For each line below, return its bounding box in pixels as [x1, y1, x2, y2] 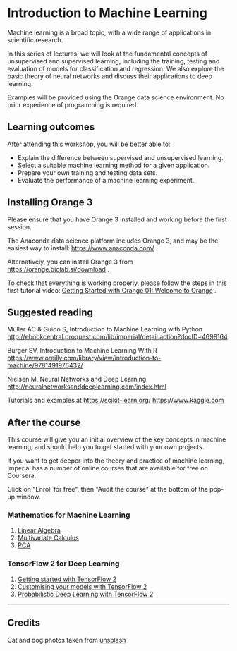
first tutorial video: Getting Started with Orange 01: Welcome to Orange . [7, 286, 217, 294]
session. [7, 222, 32, 231]
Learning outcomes [7, 121, 95, 133]
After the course [7, 416, 81, 428]
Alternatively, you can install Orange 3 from [7, 257, 133, 266]
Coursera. [7, 471, 37, 480]
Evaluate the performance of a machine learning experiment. [17, 176, 195, 184]
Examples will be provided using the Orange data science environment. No [7, 93, 224, 102]
